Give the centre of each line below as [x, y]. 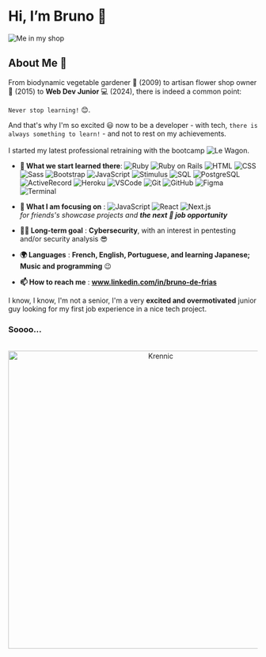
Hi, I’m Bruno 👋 [57, 16]
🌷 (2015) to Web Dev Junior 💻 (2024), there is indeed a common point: [125, 91]
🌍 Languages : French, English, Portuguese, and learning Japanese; [135, 254]
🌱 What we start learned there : [71, 165]
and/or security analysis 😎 [64, 238]
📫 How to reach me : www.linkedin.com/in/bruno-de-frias [118, 282]
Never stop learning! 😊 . [49, 110]
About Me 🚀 [38, 63]
